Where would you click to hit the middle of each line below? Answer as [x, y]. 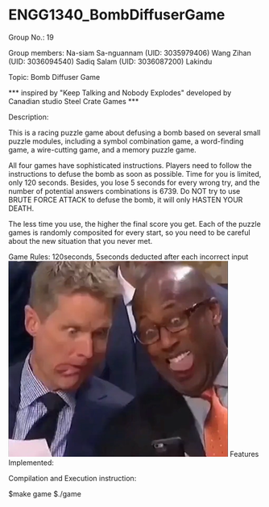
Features [244, 454]
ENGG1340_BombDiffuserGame [117, 15]
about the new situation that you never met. [81, 241]
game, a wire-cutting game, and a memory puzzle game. [103, 149]
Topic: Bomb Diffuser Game [54, 77]
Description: [29, 117]
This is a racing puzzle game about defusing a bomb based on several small [134, 132]
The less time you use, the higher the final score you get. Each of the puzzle [135, 224]
